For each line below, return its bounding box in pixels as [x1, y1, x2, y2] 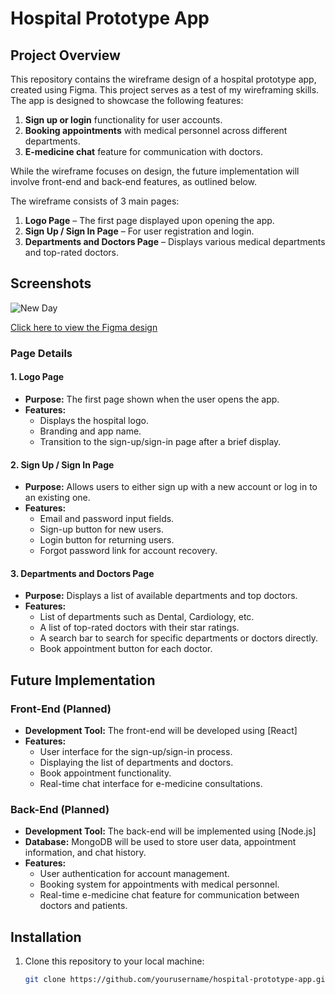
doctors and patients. [39, 900, 128, 912]
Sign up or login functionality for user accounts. [24, 114, 223, 126]
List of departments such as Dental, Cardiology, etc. [39, 611, 255, 623]
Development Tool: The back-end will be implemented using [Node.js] [24, 825, 317, 837]
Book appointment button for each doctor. [39, 643, 213, 655]
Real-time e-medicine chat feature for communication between [39, 889, 300, 901]
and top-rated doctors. [24, 247, 120, 258]
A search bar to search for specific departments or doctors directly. [39, 632, 319, 644]
